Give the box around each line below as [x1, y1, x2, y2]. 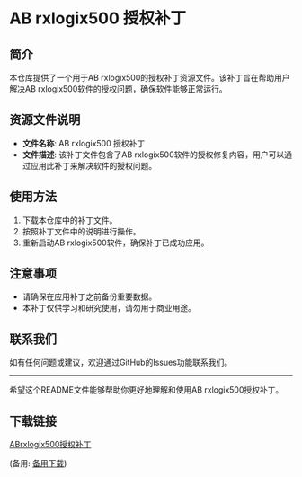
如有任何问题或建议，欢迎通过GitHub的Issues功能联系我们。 [9, 357, 233, 368]
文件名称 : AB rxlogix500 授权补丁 [22, 137, 146, 148]
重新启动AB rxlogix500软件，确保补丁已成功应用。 [22, 237, 209, 248]
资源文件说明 [9, 112, 81, 128]
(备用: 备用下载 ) [9, 458, 67, 469]
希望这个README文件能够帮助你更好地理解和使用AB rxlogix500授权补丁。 [9, 384, 284, 395]
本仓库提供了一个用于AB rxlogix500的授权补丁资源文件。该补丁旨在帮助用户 [9, 73, 290, 83]
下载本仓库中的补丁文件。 [22, 215, 118, 225]
